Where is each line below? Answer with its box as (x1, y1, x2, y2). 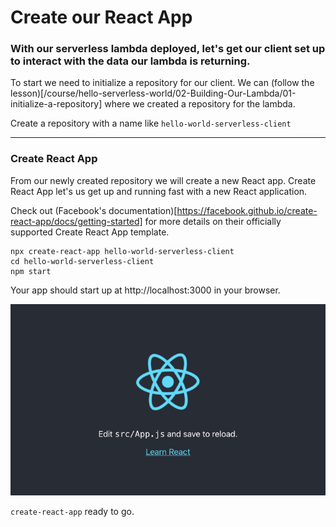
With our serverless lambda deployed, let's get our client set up (10, 42, 326, 56)
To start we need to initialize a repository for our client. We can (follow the (10, 77, 315, 89)
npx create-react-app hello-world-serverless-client (10, 246, 235, 256)
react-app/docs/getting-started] (10, 215, 143, 227)
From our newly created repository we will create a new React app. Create (10, 174, 317, 186)
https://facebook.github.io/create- (176, 204, 318, 216)
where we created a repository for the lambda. (104, 98, 296, 110)
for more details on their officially (144, 215, 282, 227)
